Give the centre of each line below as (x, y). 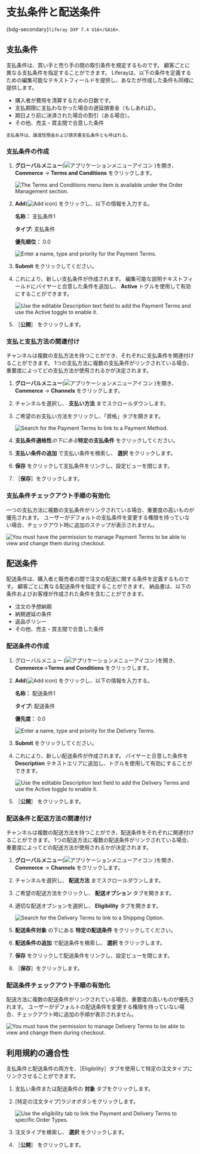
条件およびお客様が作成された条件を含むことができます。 (77, 594)
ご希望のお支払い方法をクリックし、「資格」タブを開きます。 (89, 416)
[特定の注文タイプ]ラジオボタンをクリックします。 (77, 1101)
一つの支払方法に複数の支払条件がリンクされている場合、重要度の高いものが (100, 510)
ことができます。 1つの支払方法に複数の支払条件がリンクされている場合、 (101, 363)
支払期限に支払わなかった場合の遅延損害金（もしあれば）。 (87, 108)
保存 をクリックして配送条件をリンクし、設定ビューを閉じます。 (94, 956)
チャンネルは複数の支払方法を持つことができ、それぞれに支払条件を (90, 356)
